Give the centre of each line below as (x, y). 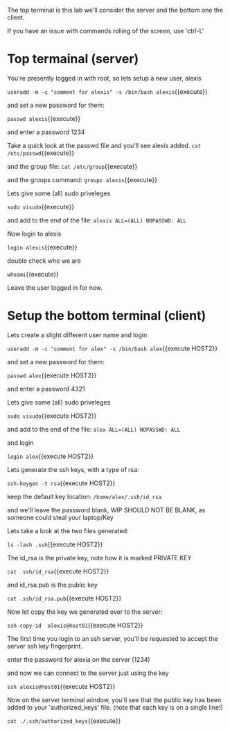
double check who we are (44, 261)
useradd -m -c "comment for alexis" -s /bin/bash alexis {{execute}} (107, 91)
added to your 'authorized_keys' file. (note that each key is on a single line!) (115, 707)
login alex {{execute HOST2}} (51, 456)
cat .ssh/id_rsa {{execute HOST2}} (58, 571)
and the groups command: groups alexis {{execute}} (82, 179)
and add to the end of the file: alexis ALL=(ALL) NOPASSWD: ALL (97, 220)
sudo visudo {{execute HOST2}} (52, 416)
